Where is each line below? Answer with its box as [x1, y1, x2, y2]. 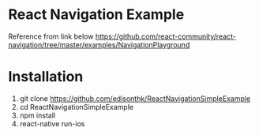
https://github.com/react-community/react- [95, 32, 237, 41]
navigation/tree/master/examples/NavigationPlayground [8, 39, 190, 49]
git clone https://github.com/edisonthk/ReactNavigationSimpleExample [19, 93, 251, 103]
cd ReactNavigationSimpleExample [19, 102, 134, 111]
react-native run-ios [19, 118, 85, 128]
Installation [8, 68, 84, 86]
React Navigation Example [8, 6, 185, 24]
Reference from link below [8, 32, 94, 41]
